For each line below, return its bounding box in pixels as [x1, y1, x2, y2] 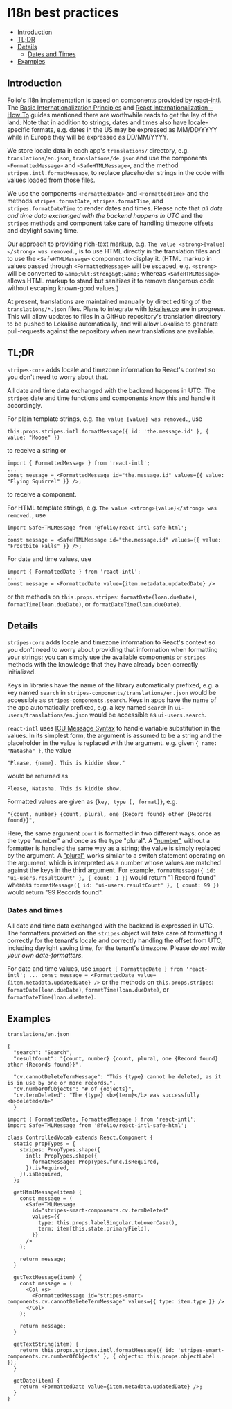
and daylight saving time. [7, 226, 79, 234]
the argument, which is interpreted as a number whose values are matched [7, 859, 222, 867]
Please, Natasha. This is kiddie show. [7, 785, 123, 792]
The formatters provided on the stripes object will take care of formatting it [7, 928, 223, 937]
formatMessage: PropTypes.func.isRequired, [32, 1158, 159, 1166]
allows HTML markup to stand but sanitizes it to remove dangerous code [7, 276, 215, 285]
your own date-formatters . [7, 951, 83, 959]
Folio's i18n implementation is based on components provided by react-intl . [7, 96, 222, 104]
